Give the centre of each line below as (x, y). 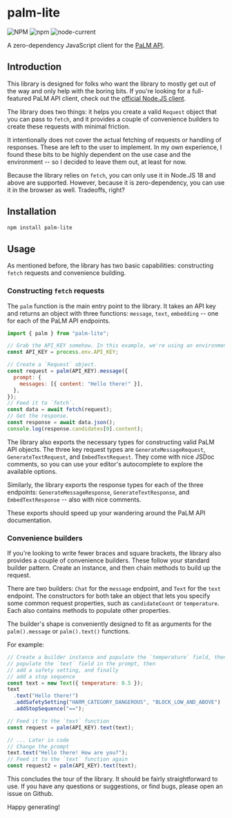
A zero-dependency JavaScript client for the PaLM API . (86, 45)
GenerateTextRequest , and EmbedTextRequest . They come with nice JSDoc (111, 457)
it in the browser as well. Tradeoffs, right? (66, 190)
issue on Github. (30, 794)
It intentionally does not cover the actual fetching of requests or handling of (115, 140)
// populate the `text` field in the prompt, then (81, 664)
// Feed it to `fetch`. (41, 403)
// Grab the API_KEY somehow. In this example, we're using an (100, 346)
